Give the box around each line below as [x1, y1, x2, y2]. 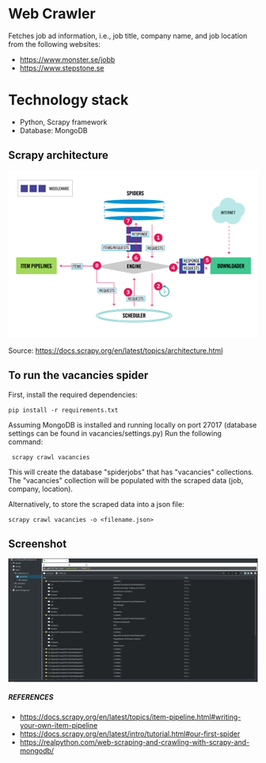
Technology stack [8, 91, 129, 109]
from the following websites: [8, 39, 101, 48]
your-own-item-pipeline [19, 721, 98, 730]
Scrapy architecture [8, 148, 109, 163]
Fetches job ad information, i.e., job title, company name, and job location [8, 31, 248, 40]
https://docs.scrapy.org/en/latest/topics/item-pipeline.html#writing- [19, 712, 241, 722]
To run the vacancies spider [8, 369, 149, 382]
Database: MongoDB [19, 125, 88, 135]
